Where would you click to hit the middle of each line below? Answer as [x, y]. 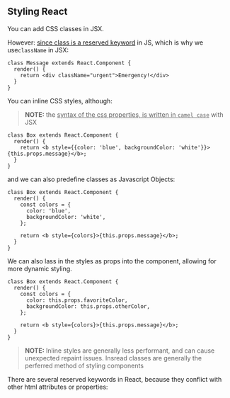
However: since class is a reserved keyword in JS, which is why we [105, 42]
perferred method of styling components [84, 365]
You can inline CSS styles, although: [60, 101]
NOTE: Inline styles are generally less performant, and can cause [120, 351]
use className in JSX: [38, 50]
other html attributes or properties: [58, 387]
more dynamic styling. [40, 268]
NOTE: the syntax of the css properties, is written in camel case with [124, 114]
